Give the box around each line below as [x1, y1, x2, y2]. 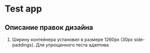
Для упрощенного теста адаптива [35, 42, 109, 48]
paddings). [12, 42, 35, 48]
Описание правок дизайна [5, 23, 93, 32]
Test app [5, 3, 42, 15]
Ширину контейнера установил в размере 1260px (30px [12, 36, 133, 42]
